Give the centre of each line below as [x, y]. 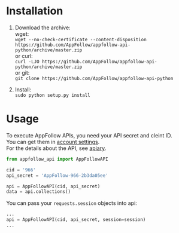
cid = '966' [21, 170]
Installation [35, 11]
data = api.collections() [38, 192]
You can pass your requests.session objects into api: [72, 203]
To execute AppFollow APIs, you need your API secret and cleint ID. [89, 135]
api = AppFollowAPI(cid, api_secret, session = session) [76, 220]
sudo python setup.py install [53, 95]
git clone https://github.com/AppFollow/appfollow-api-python [94, 78]
